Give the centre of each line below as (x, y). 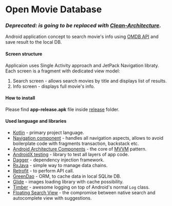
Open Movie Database (54, 10)
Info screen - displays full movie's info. (54, 86)
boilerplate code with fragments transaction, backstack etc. (76, 144)
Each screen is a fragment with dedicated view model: (63, 71)
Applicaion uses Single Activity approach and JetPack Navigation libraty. (82, 65)
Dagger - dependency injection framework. (59, 160)
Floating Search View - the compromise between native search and (84, 193)
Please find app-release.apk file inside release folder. (62, 109)
